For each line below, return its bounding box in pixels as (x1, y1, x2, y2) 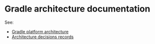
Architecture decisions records (11, 34, 74, 40)
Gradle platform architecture (11, 29, 69, 34)
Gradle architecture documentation (4, 3, 151, 15)
